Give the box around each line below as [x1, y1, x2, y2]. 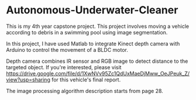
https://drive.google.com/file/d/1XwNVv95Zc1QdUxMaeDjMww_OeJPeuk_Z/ [6, 70, 190, 77]
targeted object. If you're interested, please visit [6, 63, 122, 70]
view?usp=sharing [6, 76, 51, 83]
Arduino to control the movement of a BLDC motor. [6, 46, 129, 53]
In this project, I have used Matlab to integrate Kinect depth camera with [6, 40, 180, 47]
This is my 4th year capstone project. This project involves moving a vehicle [6, 23, 190, 30]
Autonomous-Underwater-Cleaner [6, 3, 178, 17]
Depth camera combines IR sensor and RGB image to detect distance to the [6, 58, 188, 65]
